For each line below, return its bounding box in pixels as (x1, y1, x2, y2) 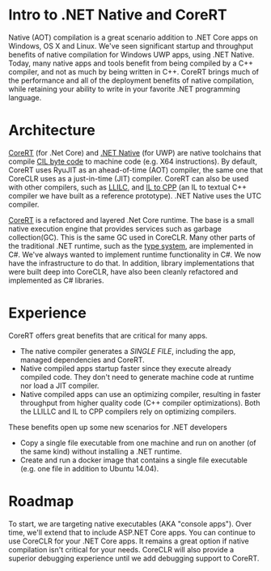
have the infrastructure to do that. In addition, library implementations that (8, 258, 255, 268)
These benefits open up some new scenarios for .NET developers (8, 422, 228, 432)
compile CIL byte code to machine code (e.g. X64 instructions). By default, (8, 156, 257, 166)
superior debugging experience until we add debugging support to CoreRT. (8, 553, 260, 563)
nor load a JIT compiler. (19, 381, 100, 390)
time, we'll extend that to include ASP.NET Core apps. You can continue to (8, 527, 256, 537)
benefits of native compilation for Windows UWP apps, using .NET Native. (8, 49, 255, 59)
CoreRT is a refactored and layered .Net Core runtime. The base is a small (8, 215, 255, 224)
